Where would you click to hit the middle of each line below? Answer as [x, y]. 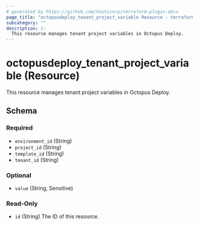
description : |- [26, 28]
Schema [22, 111]
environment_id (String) [43, 141]
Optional [19, 175]
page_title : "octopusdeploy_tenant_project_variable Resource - [87, 17]
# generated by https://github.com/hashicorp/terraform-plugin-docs [92, 12]
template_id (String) [39, 153]
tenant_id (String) [37, 160]
